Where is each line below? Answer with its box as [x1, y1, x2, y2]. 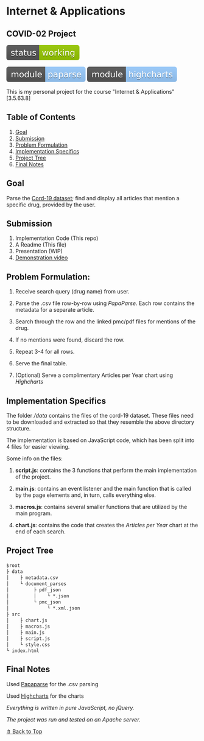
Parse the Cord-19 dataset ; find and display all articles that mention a [6, 194, 180, 202]
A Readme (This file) [15, 241, 67, 248]
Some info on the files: [6, 455, 63, 462]
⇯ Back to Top [6, 728, 43, 735]
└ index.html [6, 647, 40, 654]
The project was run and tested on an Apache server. [6, 715, 141, 723]
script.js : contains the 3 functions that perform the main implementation [15, 467, 197, 474]
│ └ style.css [6, 641, 51, 648]
